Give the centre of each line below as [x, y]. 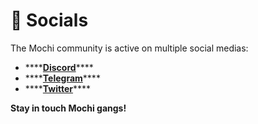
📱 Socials [49, 20]
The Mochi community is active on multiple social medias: [129, 48]
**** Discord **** [59, 67]
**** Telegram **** [62, 78]
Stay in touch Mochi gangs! [68, 108]
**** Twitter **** [58, 88]
